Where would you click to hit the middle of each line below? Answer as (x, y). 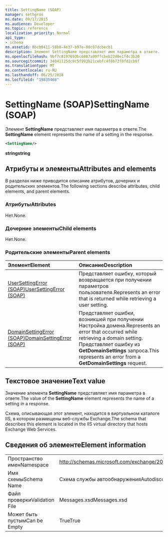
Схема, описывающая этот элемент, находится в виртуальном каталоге (82, 413)
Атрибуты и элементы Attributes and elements (81, 169)
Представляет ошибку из (109, 345)
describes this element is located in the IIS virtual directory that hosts (76, 424)
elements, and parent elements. (38, 191)
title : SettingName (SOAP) (33, 10)
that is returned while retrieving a (117, 299)
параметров (94, 286)
